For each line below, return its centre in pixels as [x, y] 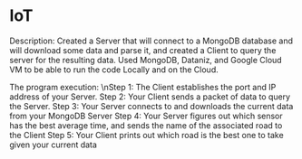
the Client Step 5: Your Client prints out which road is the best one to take [146, 135]
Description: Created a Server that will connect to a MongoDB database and [151, 41]
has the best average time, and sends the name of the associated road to [146, 125]
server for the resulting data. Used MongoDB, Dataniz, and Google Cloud [146, 60]
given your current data [54, 145]
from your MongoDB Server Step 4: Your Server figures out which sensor [146, 116]
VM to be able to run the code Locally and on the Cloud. [114, 70]
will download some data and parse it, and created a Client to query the [143, 50]
